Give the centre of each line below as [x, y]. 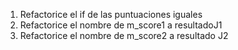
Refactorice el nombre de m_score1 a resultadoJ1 [121, 25]
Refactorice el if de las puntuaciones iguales [111, 14]
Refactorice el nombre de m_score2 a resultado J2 [124, 35]
